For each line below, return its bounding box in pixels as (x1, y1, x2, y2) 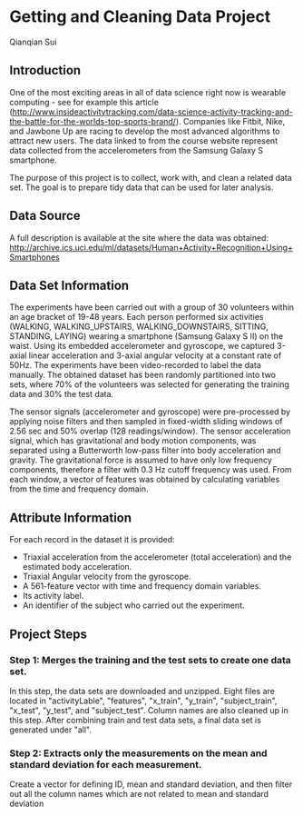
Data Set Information (9, 277, 130, 293)
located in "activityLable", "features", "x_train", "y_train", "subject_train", (9, 695, 278, 706)
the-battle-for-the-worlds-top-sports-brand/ (9, 115, 177, 126)
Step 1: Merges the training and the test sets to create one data (9, 653, 292, 666)
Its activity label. (22, 591, 84, 602)
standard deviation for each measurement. (9, 758, 202, 771)
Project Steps (9, 626, 88, 642)
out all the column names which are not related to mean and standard (9, 789, 269, 800)
